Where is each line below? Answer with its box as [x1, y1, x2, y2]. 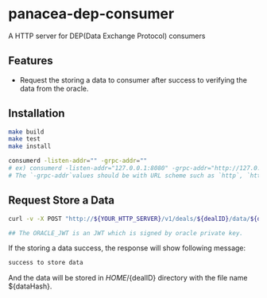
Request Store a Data [8, 194, 115, 207]
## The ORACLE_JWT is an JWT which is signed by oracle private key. [8, 229, 244, 237]
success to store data [8, 259, 83, 267]
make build [8, 128, 44, 136]
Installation [8, 106, 65, 120]
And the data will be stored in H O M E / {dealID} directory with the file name [8, 273, 248, 283]
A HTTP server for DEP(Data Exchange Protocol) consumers [8, 31, 206, 41]
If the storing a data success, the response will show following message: [8, 243, 246, 253]
